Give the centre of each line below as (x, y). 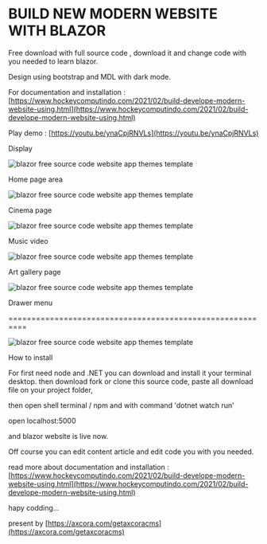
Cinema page (30, 210)
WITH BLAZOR (57, 31)
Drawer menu (31, 303)
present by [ (28, 523)
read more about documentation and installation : (89, 467)
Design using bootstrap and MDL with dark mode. (89, 76)
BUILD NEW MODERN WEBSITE (113, 14)
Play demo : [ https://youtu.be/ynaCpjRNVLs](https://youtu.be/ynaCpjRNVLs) (133, 133)
